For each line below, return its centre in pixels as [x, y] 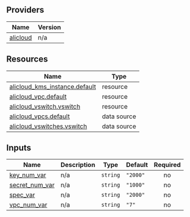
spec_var [22, 195]
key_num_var [28, 175]
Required [167, 165]
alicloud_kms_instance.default [53, 87]
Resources [27, 59]
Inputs [19, 148]
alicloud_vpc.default [38, 96]
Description [78, 165]
